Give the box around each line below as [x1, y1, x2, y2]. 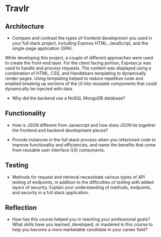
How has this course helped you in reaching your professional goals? [12, 217, 150, 222]
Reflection [5, 203, 37, 212]
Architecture [5, 22, 45, 31]
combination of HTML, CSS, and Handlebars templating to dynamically [5, 70, 146, 76]
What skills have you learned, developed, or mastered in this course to [12, 221, 153, 227]
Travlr [5, 3, 30, 14]
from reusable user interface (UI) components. [12, 147, 105, 153]
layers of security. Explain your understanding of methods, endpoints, [12, 184, 152, 190]
